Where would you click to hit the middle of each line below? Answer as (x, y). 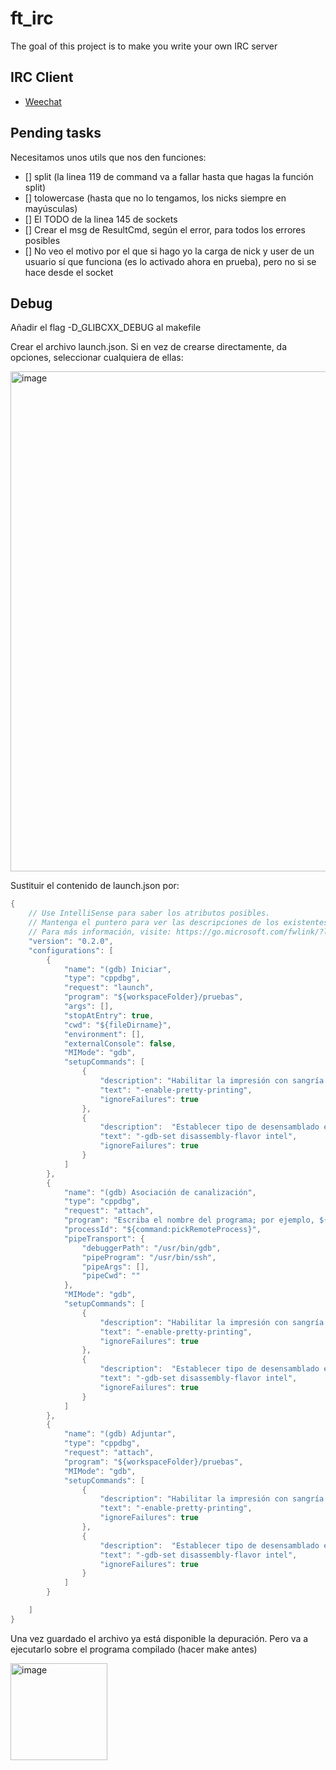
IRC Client (42, 77)
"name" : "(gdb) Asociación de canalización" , (160, 1192)
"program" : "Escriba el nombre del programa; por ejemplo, (189, 1220)
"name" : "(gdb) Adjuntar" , (120, 1434)
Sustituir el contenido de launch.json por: (95, 886)
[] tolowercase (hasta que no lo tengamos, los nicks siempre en (155, 198)
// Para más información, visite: (100, 932)
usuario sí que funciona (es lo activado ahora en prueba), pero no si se (170, 261)
